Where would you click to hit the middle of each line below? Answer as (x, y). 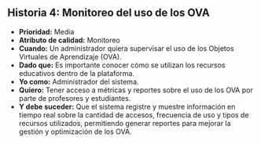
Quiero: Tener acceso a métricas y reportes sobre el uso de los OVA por (136, 90)
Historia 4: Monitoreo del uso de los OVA (108, 13)
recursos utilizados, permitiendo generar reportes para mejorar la (125, 123)
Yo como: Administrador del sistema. (79, 81)
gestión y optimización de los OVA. (75, 131)
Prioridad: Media (46, 31)
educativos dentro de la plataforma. (77, 73)
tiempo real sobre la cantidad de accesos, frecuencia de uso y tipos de (134, 115)
